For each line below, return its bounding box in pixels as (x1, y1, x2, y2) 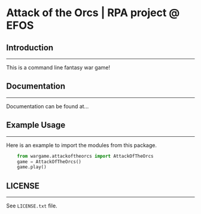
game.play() (17, 164, 47, 170)
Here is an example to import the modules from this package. (6, 141, 157, 149)
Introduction (6, 42, 54, 53)
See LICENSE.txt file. (6, 202, 58, 209)
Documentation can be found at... (6, 102, 89, 110)
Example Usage (6, 120, 66, 130)
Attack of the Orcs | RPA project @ (6, 6, 180, 20)
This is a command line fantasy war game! (6, 64, 111, 71)
